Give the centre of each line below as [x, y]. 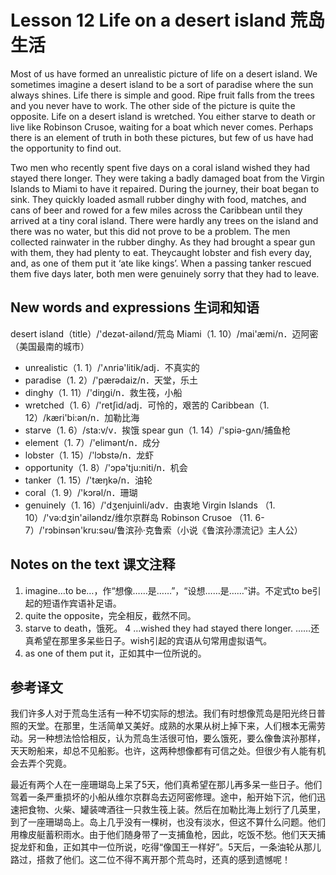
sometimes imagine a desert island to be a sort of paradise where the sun [162, 84]
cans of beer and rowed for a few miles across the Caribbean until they [156, 210]
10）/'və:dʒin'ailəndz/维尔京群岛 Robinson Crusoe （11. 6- [144, 517]
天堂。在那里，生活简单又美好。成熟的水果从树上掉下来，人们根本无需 [172, 726]
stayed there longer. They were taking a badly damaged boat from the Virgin [167, 178]
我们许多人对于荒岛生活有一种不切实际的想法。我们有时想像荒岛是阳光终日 [163, 713]
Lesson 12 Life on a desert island [148, 20]
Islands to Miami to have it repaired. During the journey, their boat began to [165, 188]
